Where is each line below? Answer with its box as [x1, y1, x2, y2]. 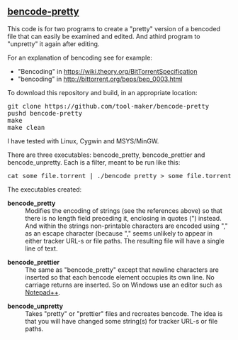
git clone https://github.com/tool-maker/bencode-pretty [7, 102, 210, 110]
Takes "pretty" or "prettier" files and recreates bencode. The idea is [25, 309, 223, 318]
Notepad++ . [25, 287, 61, 297]
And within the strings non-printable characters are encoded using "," [25, 221, 228, 230]
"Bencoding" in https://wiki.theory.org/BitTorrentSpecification [17, 67, 198, 75]
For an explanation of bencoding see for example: [7, 53, 152, 62]
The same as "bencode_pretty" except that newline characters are [25, 265, 220, 274]
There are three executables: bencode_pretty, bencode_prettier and [7, 150, 205, 159]
